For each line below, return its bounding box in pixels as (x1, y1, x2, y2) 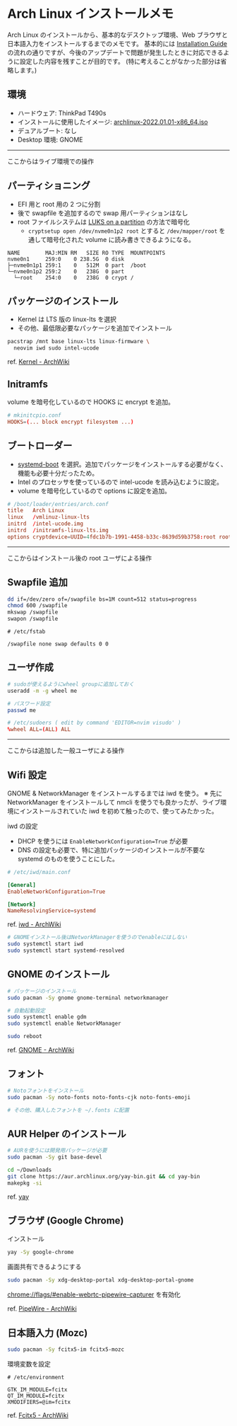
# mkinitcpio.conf (7, 411, 61, 419)
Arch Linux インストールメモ (7, 6, 174, 22)
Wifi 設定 (7, 769, 47, 781)
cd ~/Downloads (7, 1166, 52, 1173)
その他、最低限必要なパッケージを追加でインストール (17, 324, 173, 333)
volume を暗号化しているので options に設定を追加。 (17, 486, 171, 495)
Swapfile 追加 (7, 577, 68, 589)
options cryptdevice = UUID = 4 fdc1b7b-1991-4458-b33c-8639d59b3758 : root (7, 533, 217, 541)
